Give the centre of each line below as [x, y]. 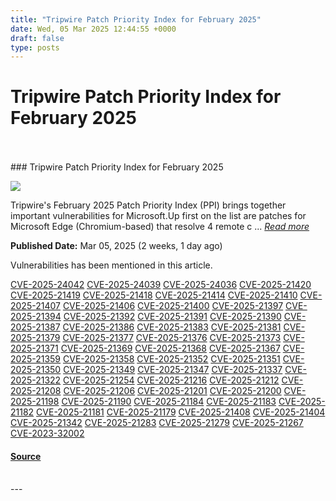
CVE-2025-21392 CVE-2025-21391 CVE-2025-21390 [172, 317]
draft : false [37, 38]
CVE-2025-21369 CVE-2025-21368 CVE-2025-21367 [170, 348]
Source [26, 456]
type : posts [35, 47]
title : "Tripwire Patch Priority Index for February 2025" [136, 19]
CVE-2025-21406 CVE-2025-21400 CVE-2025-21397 [173, 306]
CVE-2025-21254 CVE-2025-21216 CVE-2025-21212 [171, 380]
